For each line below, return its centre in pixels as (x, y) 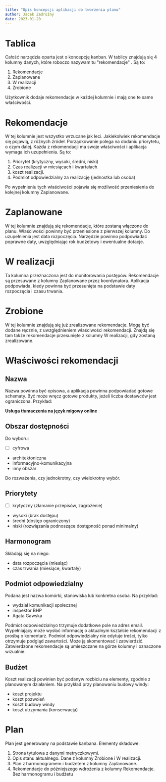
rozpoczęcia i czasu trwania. (34, 291)
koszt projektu (27, 694)
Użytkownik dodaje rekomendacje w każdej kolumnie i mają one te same (79, 98)
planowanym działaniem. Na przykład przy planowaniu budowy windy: (77, 684)
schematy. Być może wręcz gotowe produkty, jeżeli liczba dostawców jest (81, 396)
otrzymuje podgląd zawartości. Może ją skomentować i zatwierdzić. (74, 641)
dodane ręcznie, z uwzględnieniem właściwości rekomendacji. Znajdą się (80, 330)
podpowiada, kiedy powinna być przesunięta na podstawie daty (70, 286)
